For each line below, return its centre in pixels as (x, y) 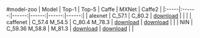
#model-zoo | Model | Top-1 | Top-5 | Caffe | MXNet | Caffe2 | (84, 9)
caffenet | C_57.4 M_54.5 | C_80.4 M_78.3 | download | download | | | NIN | (100, 22)
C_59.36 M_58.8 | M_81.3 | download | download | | (70, 28)
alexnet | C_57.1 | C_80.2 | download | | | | (140, 16)
